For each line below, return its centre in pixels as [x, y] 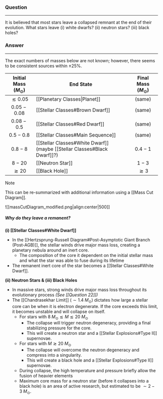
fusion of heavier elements [46, 376]
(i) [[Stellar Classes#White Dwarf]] [41, 230]
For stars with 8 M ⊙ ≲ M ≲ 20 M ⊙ [54, 317]
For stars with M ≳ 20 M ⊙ [45, 344]
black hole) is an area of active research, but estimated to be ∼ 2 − [87, 386]
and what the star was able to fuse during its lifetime [72, 260]
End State [81, 84]
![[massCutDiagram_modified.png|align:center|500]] [57, 207]
